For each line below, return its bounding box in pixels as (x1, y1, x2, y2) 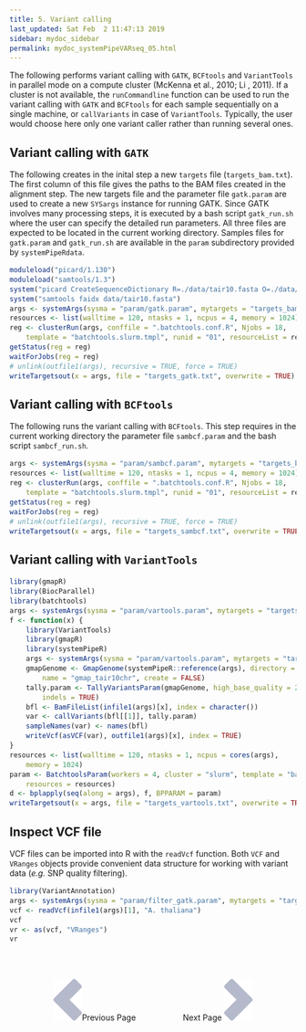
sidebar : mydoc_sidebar (9, 34, 100, 43)
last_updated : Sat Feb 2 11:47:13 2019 (9, 24, 166, 34)
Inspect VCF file (9, 824, 102, 839)
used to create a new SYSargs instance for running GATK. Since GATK (9, 198, 270, 209)
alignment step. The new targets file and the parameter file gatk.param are (9, 188, 287, 200)
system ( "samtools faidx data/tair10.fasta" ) (9, 294, 181, 303)
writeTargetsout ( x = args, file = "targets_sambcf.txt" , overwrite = (9, 526, 280, 536)
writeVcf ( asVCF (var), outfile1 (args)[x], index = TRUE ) (25, 732, 243, 741)
